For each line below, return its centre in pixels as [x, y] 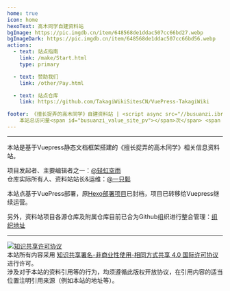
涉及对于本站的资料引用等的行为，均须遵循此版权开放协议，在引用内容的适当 [115, 272]
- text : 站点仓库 [36, 96]
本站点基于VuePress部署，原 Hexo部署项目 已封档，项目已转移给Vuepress [110, 193]
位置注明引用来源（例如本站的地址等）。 [63, 280]
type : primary [39, 64]
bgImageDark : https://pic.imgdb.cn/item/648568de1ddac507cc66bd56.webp [111, 39]
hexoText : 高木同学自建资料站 [46, 26]
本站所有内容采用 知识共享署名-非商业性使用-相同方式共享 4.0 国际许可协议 [113, 255]
